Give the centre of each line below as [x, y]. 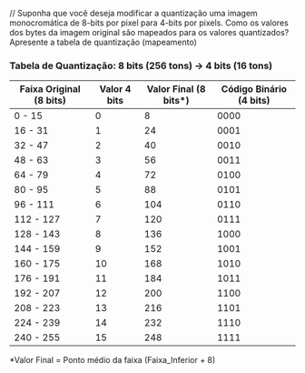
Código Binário [254, 89]
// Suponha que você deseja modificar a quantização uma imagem [134, 13]
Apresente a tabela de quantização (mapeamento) [103, 42]
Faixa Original [50, 89]
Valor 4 [115, 89]
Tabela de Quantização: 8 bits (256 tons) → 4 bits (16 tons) [141, 66]
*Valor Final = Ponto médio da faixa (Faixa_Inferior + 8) [113, 360]
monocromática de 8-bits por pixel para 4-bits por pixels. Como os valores [149, 23]
